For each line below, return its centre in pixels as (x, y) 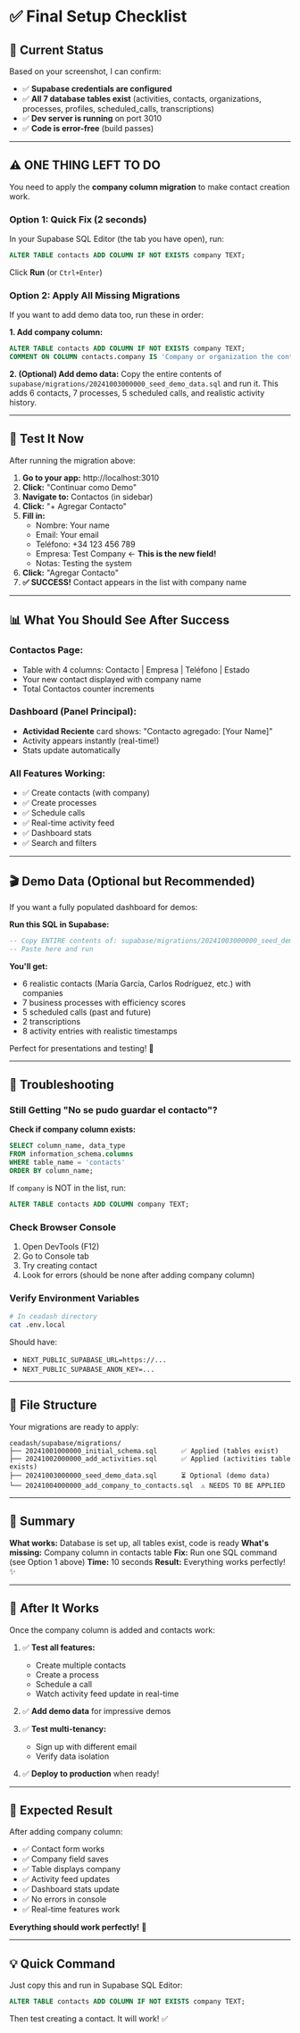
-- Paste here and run (51, 949)
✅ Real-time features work (71, 1910)
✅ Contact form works (63, 1849)
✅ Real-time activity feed (68, 823)
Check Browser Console (62, 1227)
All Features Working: (57, 773)
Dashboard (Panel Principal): (73, 712)
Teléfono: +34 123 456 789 (85, 544)
